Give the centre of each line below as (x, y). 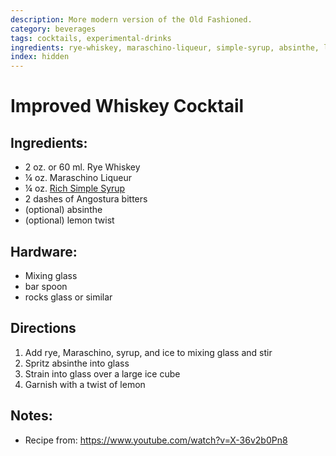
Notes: (31, 416)
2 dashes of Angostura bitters (86, 199)
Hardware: (44, 251)
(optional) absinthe (63, 210)
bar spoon (46, 286)
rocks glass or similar (68, 297)
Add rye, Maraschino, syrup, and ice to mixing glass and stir (148, 352)
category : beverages (53, 29)
